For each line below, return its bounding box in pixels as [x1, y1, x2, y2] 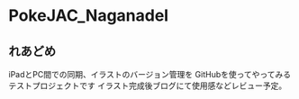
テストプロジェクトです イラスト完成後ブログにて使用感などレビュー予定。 [8, 80, 287, 91]
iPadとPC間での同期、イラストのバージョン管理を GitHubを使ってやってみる [8, 69, 292, 79]
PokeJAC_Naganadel [8, 5, 168, 26]
